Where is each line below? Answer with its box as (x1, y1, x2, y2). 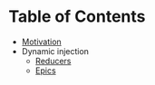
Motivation (21, 36, 63, 47)
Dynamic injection (21, 45, 90, 56)
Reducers (34, 55, 72, 66)
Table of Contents (8, 6, 146, 27)
